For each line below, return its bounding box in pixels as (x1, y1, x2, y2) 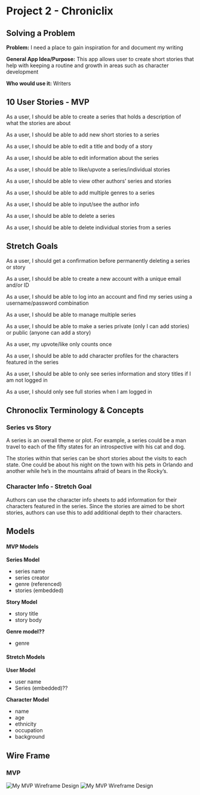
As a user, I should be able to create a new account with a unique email (6, 275, 181, 282)
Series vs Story (6, 423, 52, 432)
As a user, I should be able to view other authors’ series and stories (6, 177, 172, 184)
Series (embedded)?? (14, 684, 68, 692)
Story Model (6, 599, 38, 606)
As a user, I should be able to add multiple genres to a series (6, 189, 155, 196)
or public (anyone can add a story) (6, 329, 91, 336)
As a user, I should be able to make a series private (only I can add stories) (6, 322, 190, 330)
